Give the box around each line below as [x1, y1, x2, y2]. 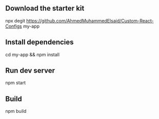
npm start [5, 80, 26, 86]
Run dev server [5, 66, 55, 75]
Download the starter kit [5, 4, 85, 13]
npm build [5, 108, 27, 114]
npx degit [5, 17, 26, 23]
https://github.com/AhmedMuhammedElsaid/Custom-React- [26, 17, 154, 23]
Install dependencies [5, 38, 74, 46]
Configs [5, 23, 22, 29]
